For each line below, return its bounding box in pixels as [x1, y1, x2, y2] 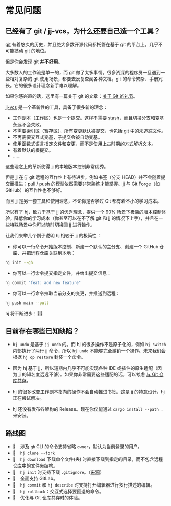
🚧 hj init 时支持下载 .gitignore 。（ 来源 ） [12, 469, 105, 475]
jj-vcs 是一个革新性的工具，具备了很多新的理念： [5, 104, 108, 110]
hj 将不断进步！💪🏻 [5, 310, 43, 316]
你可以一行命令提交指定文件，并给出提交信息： [12, 270, 111, 276]
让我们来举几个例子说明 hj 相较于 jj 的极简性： [5, 233, 102, 238]
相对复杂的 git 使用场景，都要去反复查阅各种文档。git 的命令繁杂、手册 [9, 76, 158, 82]
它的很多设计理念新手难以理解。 [14, 83, 82, 88]
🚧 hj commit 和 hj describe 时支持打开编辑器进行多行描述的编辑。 [12, 482, 155, 488]
